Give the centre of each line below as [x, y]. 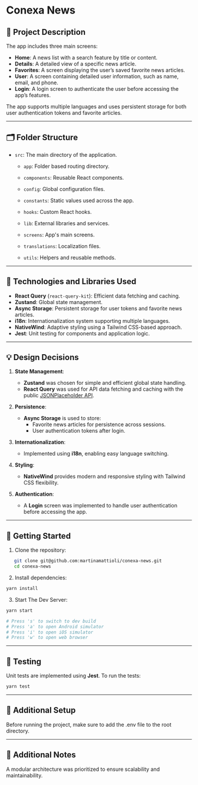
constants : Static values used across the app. [79, 200]
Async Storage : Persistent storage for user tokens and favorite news [98, 308]
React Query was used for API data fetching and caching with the [103, 389]
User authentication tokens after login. [79, 431]
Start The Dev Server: [41, 599]
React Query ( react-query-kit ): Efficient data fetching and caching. [97, 296]
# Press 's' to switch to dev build [51, 621]
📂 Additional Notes [41, 755]
